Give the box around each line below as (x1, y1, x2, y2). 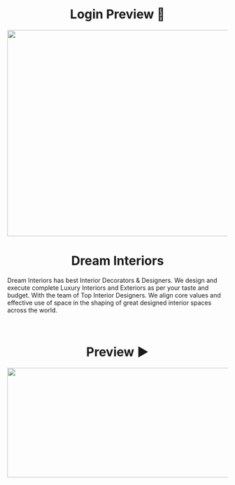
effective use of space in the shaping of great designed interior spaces (7, 298, 212, 307)
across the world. (7, 305, 58, 314)
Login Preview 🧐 (69, 6, 166, 22)
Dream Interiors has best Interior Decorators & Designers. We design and (7, 276, 218, 284)
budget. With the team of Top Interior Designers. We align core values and (7, 291, 222, 299)
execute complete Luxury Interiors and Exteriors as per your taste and (7, 284, 209, 292)
